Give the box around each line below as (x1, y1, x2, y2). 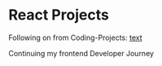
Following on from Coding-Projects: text (8, 33, 142, 42)
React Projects (8, 6, 110, 24)
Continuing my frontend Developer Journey (8, 48, 155, 58)
